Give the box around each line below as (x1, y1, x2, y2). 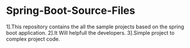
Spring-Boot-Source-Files (6, 4, 136, 17)
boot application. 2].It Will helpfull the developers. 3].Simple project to (6, 29, 175, 36)
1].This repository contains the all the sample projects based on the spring (6, 23, 184, 30)
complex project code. (6, 35, 60, 42)
